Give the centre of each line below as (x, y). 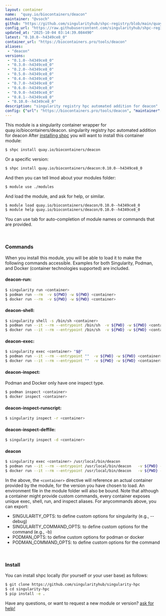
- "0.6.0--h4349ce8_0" (31, 88)
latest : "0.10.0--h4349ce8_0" (36, 38)
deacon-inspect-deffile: (30, 429)
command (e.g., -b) (32, 531)
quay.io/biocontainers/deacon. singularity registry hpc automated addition (81, 130)
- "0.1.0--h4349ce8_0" (31, 60)
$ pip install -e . (25, 594)
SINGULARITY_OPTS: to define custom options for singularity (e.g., (81, 516)
